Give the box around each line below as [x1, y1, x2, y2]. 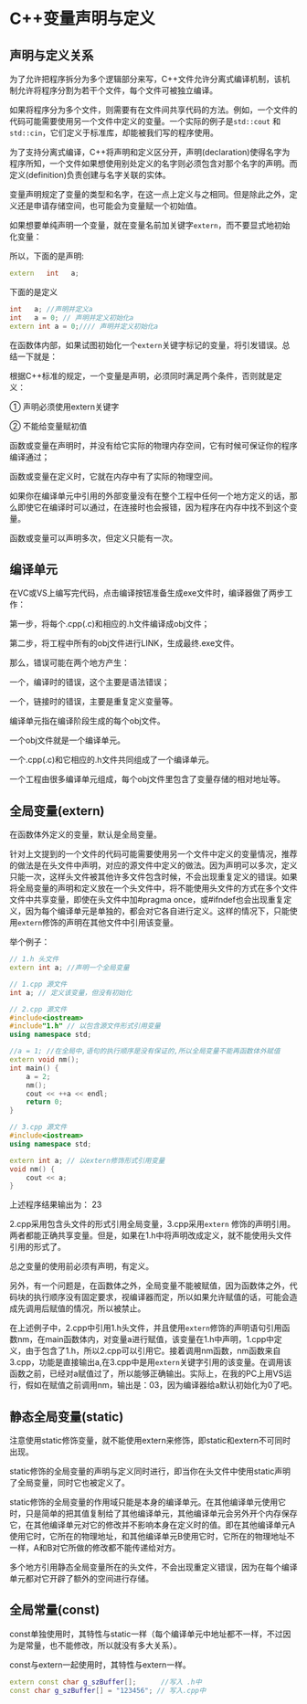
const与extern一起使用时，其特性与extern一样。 [9, 1659, 191, 1670]
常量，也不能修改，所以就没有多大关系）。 [25, 1639, 182, 1650]
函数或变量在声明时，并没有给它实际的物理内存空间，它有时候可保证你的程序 [9, 439, 298, 450]
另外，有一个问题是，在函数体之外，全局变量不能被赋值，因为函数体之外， [9, 1280, 290, 1291]
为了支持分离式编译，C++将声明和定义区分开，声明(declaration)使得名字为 [9, 147, 291, 157]
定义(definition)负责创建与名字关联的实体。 [9, 170, 171, 180]
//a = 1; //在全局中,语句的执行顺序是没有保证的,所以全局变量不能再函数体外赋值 [9, 1047, 281, 1056]
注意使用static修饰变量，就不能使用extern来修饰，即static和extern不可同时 [9, 1435, 291, 1446]
